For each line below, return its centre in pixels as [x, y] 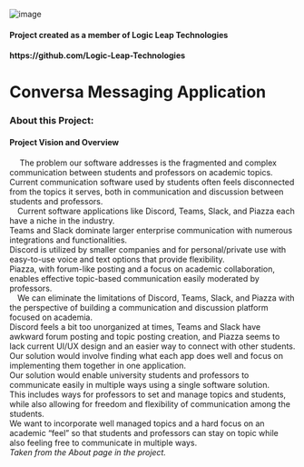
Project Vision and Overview [64, 142]
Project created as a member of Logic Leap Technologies [119, 35]
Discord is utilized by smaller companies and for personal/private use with [148, 249]
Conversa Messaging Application [138, 92]
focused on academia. [51, 317]
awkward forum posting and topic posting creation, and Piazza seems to [145, 336]
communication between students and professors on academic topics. [142, 172]
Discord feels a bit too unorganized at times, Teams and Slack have [135, 326]
